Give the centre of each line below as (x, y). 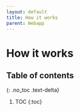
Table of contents (40, 76)
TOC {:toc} (28, 102)
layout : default (27, 12)
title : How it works (32, 18)
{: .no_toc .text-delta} (33, 90)
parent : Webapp (25, 23)
